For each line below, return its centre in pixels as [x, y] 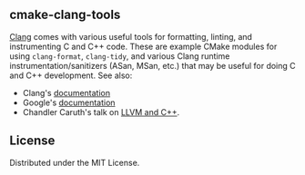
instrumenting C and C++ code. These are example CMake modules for [143, 46]
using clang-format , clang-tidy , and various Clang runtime [120, 56]
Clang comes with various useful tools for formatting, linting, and [131, 36]
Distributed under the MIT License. [75, 162]
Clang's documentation [66, 92]
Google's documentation [69, 102]
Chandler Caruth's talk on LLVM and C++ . [101, 112]
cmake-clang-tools [65, 15]
